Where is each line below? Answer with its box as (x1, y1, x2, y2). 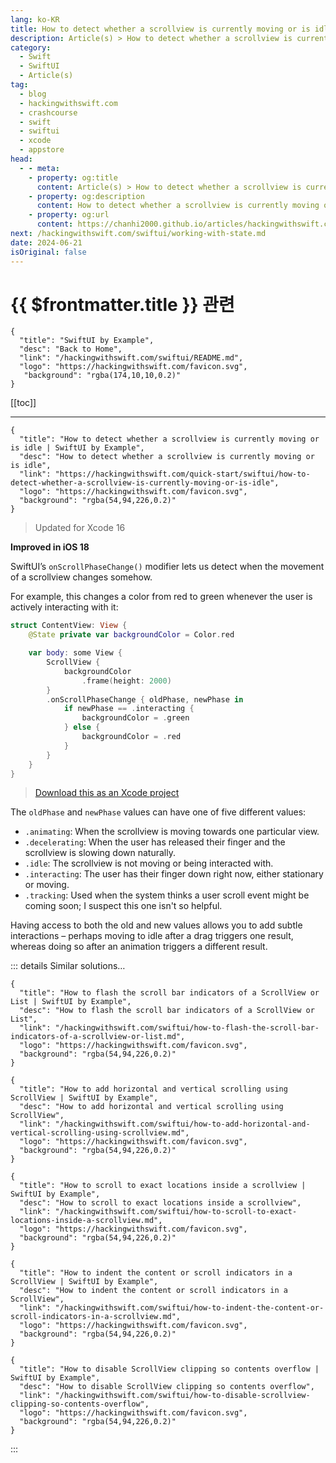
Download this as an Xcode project (34, 787, 180, 799)
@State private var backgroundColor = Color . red (28, 630, 235, 640)
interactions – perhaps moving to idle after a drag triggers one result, (10, 930, 294, 942)
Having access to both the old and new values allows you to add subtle (10, 919, 303, 931)
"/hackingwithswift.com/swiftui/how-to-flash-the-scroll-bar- (54, 1023, 320, 1033)
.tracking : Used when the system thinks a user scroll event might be (24, 889, 310, 901)
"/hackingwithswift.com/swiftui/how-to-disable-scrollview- (54, 1391, 311, 1401)
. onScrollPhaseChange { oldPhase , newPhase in (46, 694, 244, 705)
